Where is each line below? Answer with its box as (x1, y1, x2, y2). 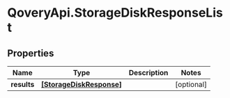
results (10, 80, 35, 89)
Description (128, 68, 169, 77)
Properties (7, 47, 54, 59)
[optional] (175, 80, 208, 89)
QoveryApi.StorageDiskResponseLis (7, 5, 223, 21)
